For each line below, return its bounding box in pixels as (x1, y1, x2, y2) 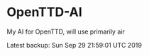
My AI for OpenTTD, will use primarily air (6, 27, 125, 36)
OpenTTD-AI (6, 4, 82, 20)
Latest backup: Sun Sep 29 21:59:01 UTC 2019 (6, 41, 143, 49)
